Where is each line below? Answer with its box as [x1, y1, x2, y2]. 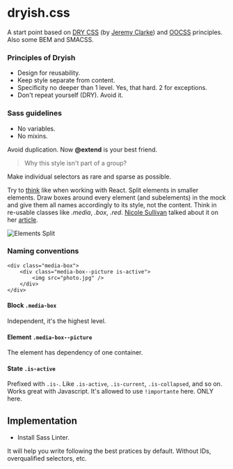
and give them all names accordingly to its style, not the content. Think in [7, 200, 217, 209]
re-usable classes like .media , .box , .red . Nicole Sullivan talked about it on [7, 208, 219, 216]
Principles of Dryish [7, 52, 76, 62]
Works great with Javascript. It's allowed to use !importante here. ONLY [7, 387, 214, 396]
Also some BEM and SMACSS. [7, 35, 94, 43]
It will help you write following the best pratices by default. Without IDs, [7, 447, 211, 455]
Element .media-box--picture [7, 333, 93, 341]
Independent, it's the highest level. [7, 317, 106, 325]
